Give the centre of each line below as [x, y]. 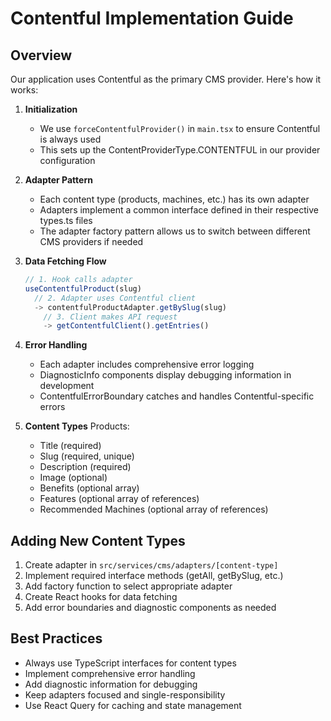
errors [52, 407]
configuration [67, 160]
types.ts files [66, 220]
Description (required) [85, 467]
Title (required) [70, 446]
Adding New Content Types [98, 540]
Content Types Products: [77, 426]
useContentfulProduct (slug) [83, 288]
